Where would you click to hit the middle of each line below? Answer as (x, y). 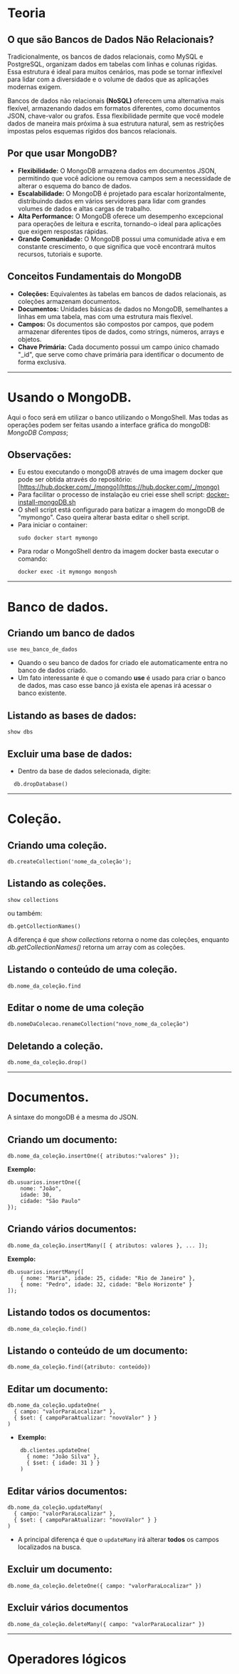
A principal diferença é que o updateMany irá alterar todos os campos (118, 1540)
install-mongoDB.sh (47, 502)
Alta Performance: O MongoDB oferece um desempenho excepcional (121, 216)
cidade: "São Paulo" (51, 1201)
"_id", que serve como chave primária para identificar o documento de (121, 354)
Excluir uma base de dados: (70, 754)
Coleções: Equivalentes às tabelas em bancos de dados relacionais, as (122, 293)
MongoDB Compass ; (38, 432)
